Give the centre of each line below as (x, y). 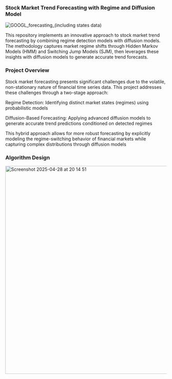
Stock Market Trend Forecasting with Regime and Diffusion (80, 8)
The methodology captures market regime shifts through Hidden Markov (82, 46)
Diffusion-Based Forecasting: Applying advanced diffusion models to (78, 118)
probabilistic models (27, 108)
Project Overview (27, 70)
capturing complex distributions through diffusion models (66, 144)
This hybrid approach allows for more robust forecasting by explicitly (78, 133)
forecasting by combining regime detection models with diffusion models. (83, 41)
